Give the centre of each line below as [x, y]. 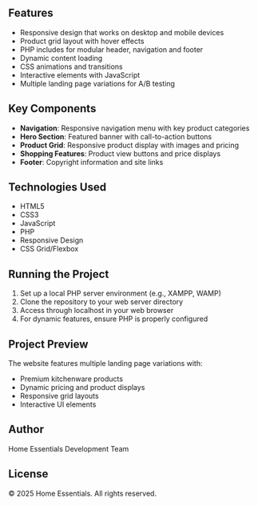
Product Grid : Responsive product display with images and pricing [129, 145]
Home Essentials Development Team [69, 448]
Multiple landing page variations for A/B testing [97, 83]
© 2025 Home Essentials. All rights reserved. [83, 493]
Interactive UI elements [58, 404]
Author [26, 430]
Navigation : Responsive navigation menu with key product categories [135, 128]
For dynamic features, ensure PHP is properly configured [114, 319]
